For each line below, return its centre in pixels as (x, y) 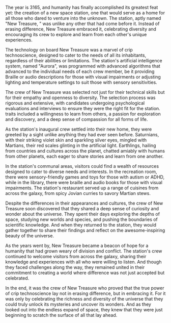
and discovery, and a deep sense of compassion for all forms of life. (77, 119)
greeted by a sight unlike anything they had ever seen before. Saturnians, (82, 134)
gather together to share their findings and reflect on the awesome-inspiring (85, 230)
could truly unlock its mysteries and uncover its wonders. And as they (78, 304)
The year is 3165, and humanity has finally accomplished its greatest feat (82, 7)
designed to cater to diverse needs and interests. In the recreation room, (81, 171)
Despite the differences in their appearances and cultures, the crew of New (84, 203)
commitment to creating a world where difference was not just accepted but (85, 273)
